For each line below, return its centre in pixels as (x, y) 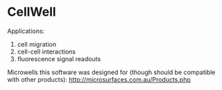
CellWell (32, 12)
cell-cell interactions (46, 52)
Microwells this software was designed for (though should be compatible (111, 72)
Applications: (26, 31)
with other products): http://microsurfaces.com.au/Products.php (99, 79)
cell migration (37, 44)
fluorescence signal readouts (59, 58)
